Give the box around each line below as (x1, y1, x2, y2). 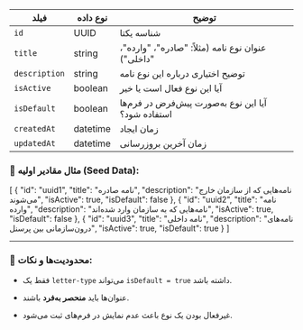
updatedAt (14, 139, 56, 148)
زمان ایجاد (119, 123, 160, 134)
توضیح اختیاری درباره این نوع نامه (119, 68, 245, 79)
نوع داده (77, 12, 108, 23)
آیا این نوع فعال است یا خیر (119, 82, 223, 94)
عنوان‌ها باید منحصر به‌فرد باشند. (22, 292, 130, 303)
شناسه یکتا (119, 27, 161, 39)
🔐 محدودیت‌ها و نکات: (9, 254, 93, 267)
